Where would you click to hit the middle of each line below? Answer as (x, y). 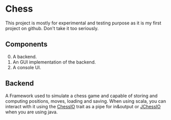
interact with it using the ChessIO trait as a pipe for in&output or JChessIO (83, 106)
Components (26, 44)
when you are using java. (31, 112)
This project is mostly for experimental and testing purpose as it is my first (83, 23)
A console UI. (27, 67)
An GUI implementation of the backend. (54, 62)
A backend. (25, 56)
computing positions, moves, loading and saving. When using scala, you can (86, 101)
